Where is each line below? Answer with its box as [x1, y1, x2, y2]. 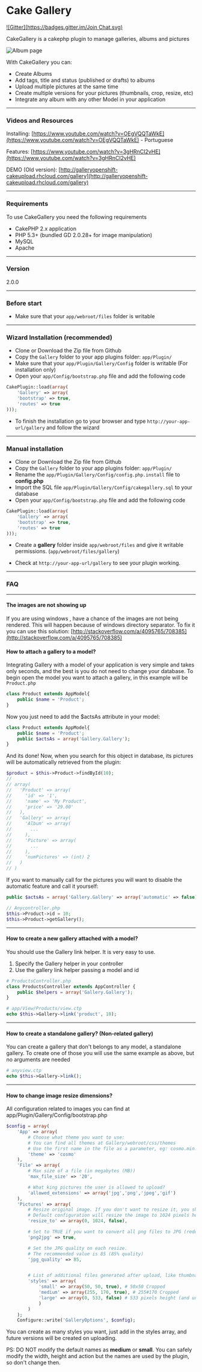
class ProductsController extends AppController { [6, 983, 136, 989]
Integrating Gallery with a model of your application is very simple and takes [6, 661, 195, 668]
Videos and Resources [6, 116, 74, 125]
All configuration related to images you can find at [6, 1105, 130, 1113]
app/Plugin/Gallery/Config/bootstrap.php [6, 1112, 108, 1119]
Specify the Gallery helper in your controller [14, 960, 124, 967]
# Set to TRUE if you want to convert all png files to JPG [28, 1229, 182, 1235]
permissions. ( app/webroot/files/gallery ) [14, 548, 120, 555]
